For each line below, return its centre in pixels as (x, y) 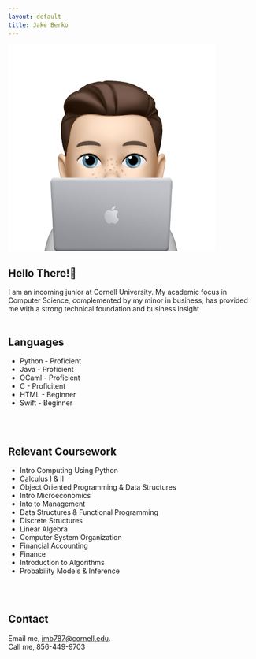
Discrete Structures (51, 520)
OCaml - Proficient (50, 378)
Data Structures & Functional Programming (89, 512)
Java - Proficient (46, 370)
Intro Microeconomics (55, 495)
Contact (28, 619)
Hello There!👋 (43, 273)
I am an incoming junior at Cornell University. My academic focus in (118, 292)
